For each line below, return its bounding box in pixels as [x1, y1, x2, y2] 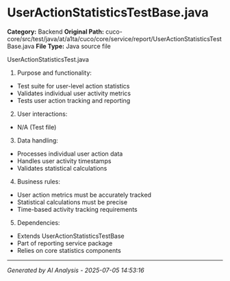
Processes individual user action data [16, 149, 123, 158]
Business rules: [16, 177, 60, 186]
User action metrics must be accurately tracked [16, 191, 152, 199]
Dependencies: [16, 218, 60, 227]
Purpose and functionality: [16, 69, 92, 77]
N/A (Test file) [16, 123, 57, 131]
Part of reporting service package [16, 239, 113, 247]
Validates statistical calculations [16, 164, 107, 172]
